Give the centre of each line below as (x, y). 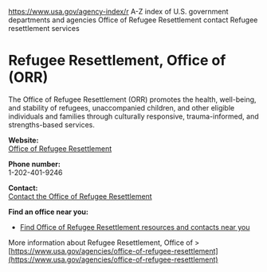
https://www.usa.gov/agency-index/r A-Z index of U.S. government (118, 12)
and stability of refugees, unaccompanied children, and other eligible (122, 107)
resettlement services (44, 28)
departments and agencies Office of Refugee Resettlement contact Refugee (133, 20)
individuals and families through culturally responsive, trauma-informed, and (133, 116)
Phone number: (35, 164)
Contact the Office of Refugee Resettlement (80, 196)
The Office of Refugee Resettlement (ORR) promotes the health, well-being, (132, 99)
